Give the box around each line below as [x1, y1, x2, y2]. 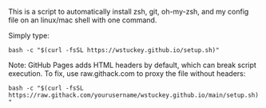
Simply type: [8, 31, 50, 40]
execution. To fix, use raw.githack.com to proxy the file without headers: [8, 69, 246, 78]
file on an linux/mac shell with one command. [8, 15, 157, 25]
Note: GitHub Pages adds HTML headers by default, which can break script [8, 60, 257, 70]
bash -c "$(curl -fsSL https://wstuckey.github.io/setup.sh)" [8, 46, 220, 54]
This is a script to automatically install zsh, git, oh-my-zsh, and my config [8, 7, 249, 16]
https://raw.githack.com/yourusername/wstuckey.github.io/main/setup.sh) [8, 91, 260, 99]
